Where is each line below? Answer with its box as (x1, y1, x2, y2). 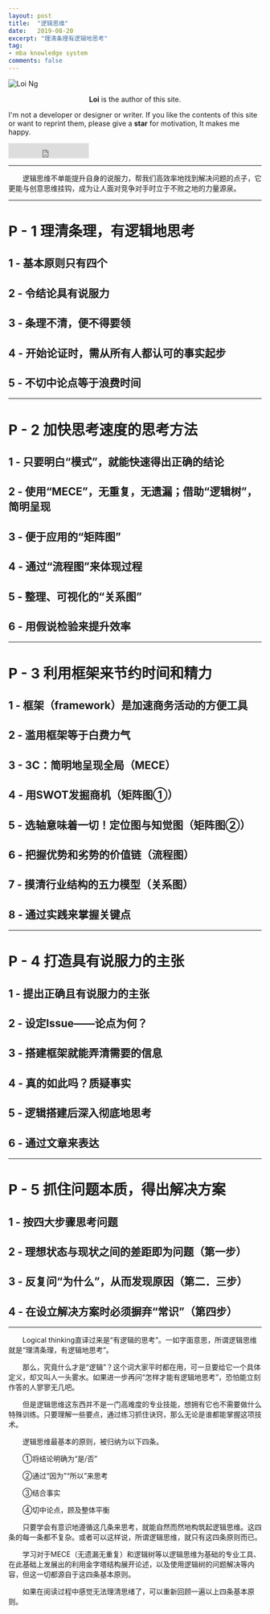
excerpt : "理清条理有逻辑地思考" (8, 34, 108, 43)
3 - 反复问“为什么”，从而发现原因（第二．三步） (8, 1275, 247, 1289)
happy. (8, 126, 31, 137)
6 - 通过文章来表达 (8, 1136, 100, 1150)
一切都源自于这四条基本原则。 (35, 1570, 135, 1579)
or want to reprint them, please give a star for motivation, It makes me (8, 118, 240, 128)
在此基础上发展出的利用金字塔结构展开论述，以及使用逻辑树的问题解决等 (8, 1559, 247, 1570)
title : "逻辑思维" (8, 19, 69, 27)
